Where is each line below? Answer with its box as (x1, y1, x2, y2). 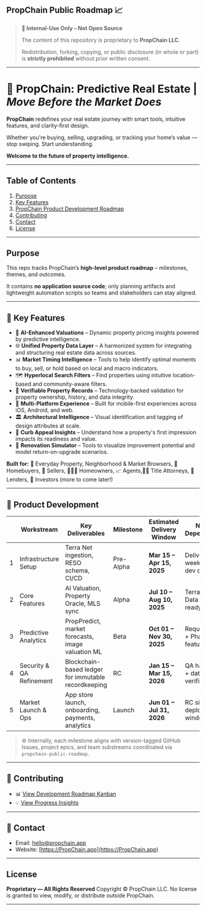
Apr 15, (148, 559, 172, 567)
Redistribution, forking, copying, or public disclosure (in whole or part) (21, 48, 199, 55)
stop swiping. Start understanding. (6, 140, 94, 147)
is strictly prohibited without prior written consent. (21, 55, 150, 62)
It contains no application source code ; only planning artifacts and (6, 283, 176, 290)
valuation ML (65, 648, 102, 656)
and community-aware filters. (32, 380, 107, 388)
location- (172, 372, 196, 379)
